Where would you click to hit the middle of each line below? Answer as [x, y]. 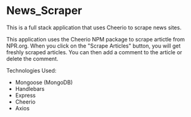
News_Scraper [44, 11]
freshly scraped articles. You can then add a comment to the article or [94, 52]
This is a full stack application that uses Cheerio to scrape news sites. [94, 27]
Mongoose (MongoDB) [44, 82]
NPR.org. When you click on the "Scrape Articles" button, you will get [94, 46]
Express [25, 95]
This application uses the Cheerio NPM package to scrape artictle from [95, 39]
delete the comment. [32, 58]
